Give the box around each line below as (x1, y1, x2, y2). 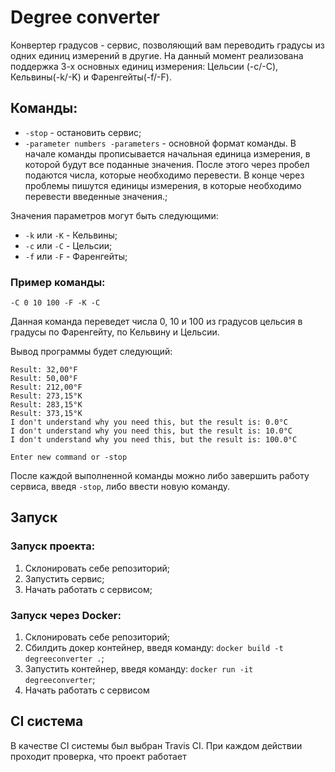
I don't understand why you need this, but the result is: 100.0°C (10, 435, 298, 445)
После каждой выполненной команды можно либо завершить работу (10, 470, 310, 482)
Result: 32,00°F (10, 365, 78, 375)
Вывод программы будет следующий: (10, 346, 173, 358)
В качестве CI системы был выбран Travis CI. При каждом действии (10, 739, 303, 751)
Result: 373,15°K (10, 409, 83, 419)
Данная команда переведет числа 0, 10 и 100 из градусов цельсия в (10, 316, 303, 328)
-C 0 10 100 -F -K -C (10, 298, 101, 308)
